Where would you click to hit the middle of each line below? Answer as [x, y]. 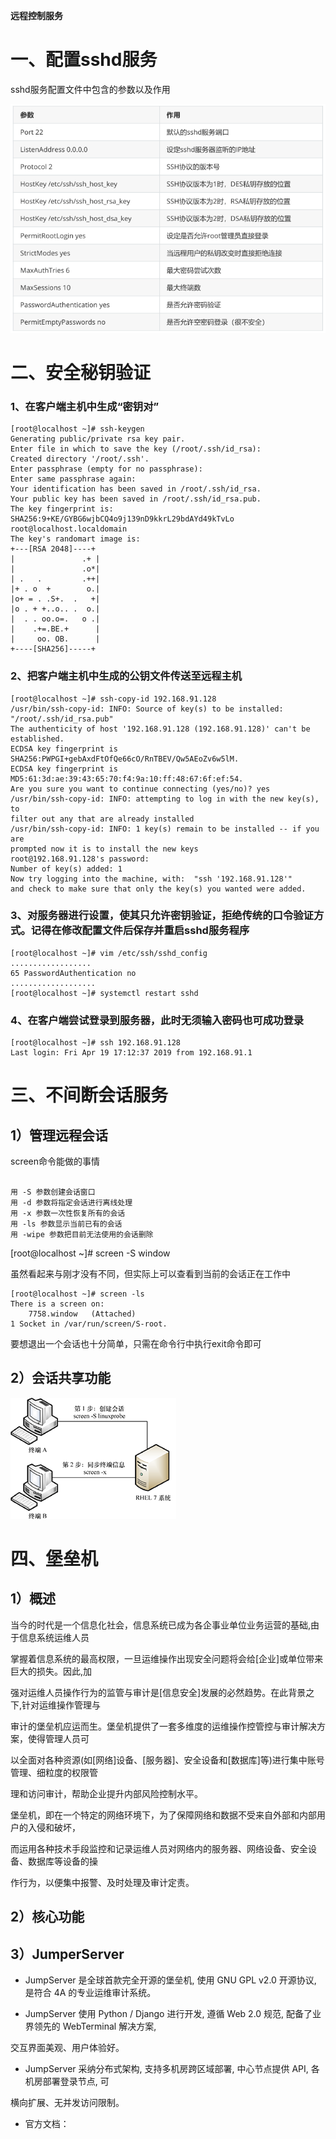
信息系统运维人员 [54, 1637]
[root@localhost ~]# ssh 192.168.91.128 [96, 1043]
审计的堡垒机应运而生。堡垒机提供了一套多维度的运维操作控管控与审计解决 [163, 1726]
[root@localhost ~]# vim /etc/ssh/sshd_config [109, 953]
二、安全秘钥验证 [81, 372]
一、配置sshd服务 [84, 60]
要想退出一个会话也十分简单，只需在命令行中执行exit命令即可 [136, 1344]
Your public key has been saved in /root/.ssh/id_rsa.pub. [136, 499]
